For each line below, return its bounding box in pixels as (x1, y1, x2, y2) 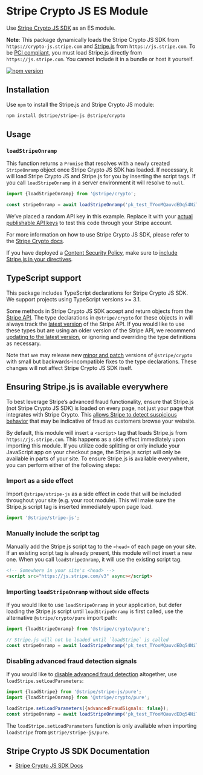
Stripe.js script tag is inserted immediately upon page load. (6, 503, 153, 510)
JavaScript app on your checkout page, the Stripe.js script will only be (6, 448, 181, 455)
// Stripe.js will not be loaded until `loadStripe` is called (6, 637, 169, 643)
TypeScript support (6, 273, 82, 283)
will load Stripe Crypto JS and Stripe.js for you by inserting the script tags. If (6, 173, 196, 180)
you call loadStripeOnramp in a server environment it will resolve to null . (6, 179, 185, 186)
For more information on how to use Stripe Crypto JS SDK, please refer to (6, 231, 190, 238)
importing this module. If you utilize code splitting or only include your (6, 441, 180, 449)
